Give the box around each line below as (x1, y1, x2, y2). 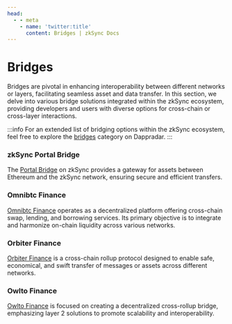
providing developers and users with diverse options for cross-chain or (7, 105, 210, 113)
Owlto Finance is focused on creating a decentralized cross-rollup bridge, (7, 302, 219, 310)
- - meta (13, 17, 39, 24)
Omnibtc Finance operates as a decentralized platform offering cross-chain (7, 206, 223, 214)
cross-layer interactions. (7, 112, 78, 120)
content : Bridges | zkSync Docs (25, 29, 119, 37)
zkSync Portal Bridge (7, 150, 80, 160)
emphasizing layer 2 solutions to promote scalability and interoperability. (7, 309, 215, 318)
